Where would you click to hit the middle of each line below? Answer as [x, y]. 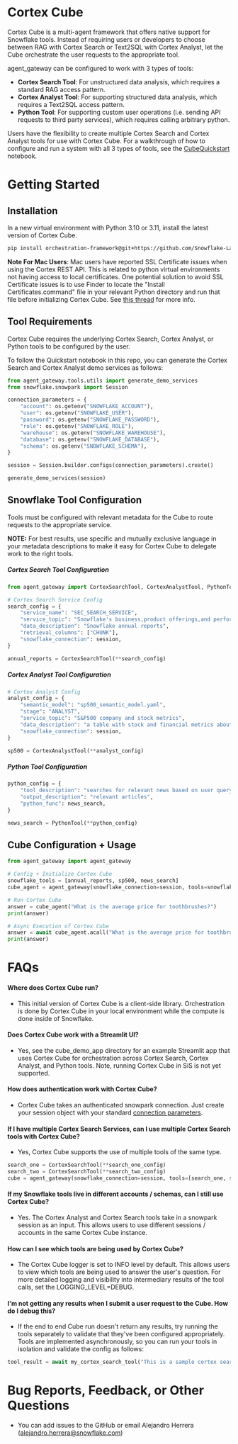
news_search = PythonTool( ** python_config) [73, 823]
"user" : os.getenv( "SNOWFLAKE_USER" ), [77, 413]
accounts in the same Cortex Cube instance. [82, 1232]
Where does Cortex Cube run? [53, 987]
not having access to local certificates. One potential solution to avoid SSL [116, 276]
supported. [34, 1073]
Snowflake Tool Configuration [75, 500]
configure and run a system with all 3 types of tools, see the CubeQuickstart [119, 148]
